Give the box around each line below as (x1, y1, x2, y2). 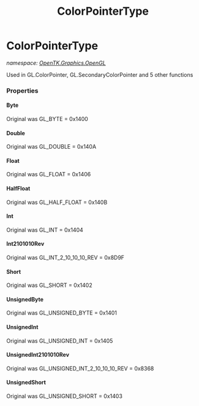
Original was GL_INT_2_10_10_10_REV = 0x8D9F (6, 254, 124, 262)
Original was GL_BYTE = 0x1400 (6, 115, 89, 123)
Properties (6, 86, 39, 95)
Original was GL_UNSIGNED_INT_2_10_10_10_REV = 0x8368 (6, 364, 154, 372)
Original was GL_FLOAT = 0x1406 (6, 171, 91, 178)
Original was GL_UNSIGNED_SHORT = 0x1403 (6, 392, 122, 400)
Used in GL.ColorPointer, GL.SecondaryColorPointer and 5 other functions (6, 71, 193, 78)
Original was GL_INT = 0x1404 (6, 226, 84, 233)
